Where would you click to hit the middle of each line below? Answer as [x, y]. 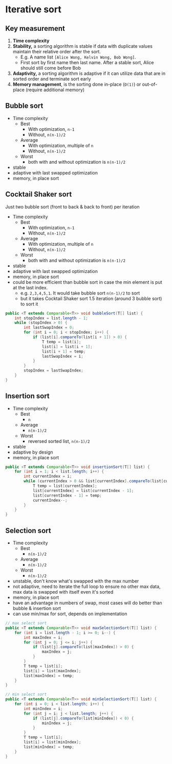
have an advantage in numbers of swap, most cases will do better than [87, 603]
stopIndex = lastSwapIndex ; [53, 370]
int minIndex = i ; [43, 709]
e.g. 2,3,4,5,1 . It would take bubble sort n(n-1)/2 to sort [80, 293]
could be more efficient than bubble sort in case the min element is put [87, 282]
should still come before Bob [50, 68]
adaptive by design [33, 452]
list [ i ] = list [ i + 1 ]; [67, 347]
